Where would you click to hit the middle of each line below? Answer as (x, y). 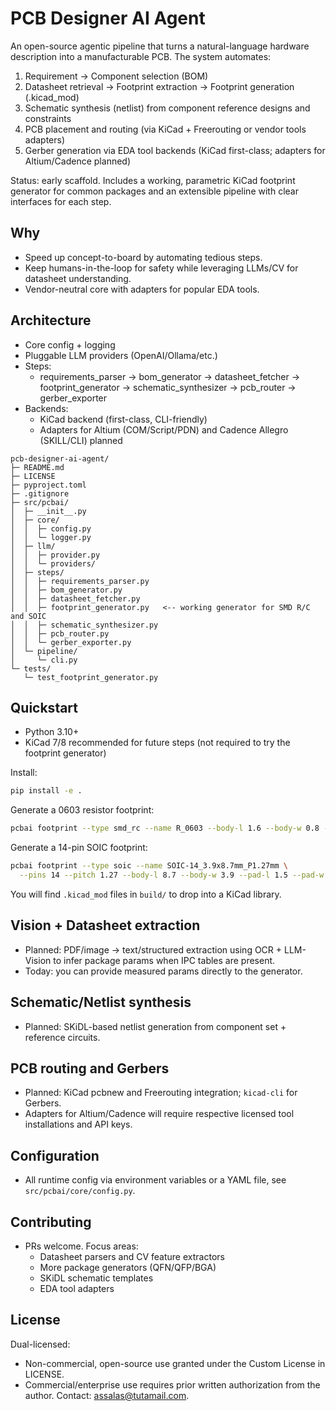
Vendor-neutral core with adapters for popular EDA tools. (142, 289)
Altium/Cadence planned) (78, 161)
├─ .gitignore (40, 493)
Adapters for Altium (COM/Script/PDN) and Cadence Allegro (164, 429)
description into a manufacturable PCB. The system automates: (141, 56)
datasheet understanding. (78, 278)
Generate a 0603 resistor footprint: (82, 810)
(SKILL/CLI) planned (81, 440)
